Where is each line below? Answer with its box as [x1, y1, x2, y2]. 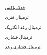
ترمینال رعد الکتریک [5, 24, 42, 30]
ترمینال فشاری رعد [5, 44, 41, 50]
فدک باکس [5, 5, 25, 10]
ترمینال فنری [5, 14, 29, 20]
